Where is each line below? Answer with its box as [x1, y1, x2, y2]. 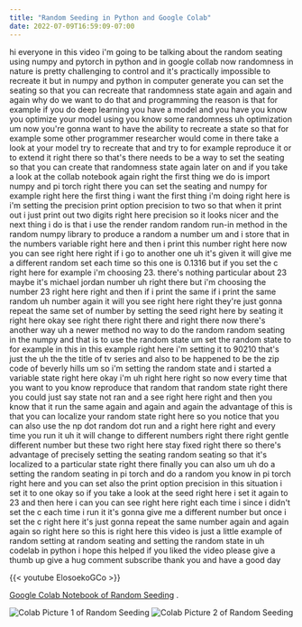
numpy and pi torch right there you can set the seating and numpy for [9, 180, 268, 191]
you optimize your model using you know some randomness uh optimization [9, 114, 293, 124]
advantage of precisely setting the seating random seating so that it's [9, 448, 268, 460]
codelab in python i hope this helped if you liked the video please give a [9, 545, 276, 556]
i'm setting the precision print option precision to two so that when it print [9, 199, 282, 210]
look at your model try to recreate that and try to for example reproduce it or [9, 142, 292, 153]
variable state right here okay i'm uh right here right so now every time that [9, 372, 288, 383]
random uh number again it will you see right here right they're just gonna [9, 295, 282, 307]
